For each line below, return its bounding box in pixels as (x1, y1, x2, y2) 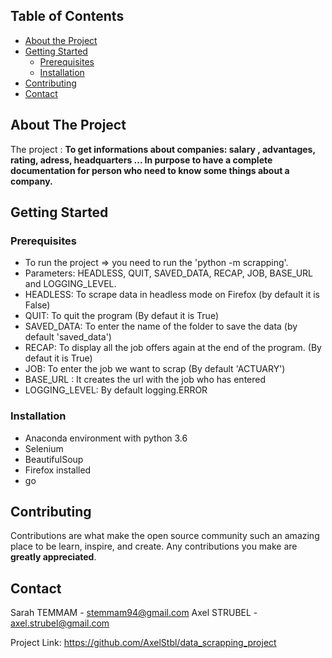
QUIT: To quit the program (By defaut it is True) (24, 310, 220, 322)
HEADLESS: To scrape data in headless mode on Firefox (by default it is (24, 289, 320, 301)
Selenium (24, 442, 64, 454)
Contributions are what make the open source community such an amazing (10, 530, 320, 542)
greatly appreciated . (10, 551, 97, 563)
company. (10, 175, 53, 187)
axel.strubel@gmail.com (10, 617, 110, 629)
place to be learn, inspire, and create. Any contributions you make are (10, 540, 298, 553)
